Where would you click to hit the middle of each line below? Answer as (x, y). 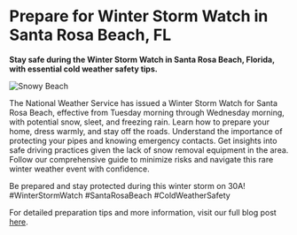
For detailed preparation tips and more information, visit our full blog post (143, 212)
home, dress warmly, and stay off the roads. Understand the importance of (146, 131)
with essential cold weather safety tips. (83, 69)
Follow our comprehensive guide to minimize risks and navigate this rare (141, 159)
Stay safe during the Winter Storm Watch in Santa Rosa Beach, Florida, (142, 59)
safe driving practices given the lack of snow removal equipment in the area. (149, 150)
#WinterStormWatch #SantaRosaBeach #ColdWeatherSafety (120, 195)
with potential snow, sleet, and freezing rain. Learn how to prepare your (140, 122)
